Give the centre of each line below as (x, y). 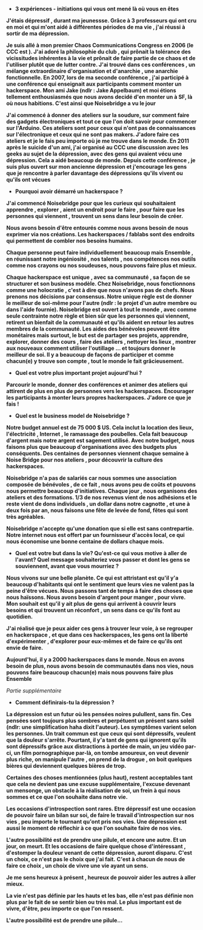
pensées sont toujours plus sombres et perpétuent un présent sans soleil (100, 720)
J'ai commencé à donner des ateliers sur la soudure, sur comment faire (98, 115)
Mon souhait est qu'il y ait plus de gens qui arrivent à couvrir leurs (91, 603)
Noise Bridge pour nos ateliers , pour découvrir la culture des (85, 460)
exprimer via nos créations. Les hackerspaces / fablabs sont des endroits (101, 234)
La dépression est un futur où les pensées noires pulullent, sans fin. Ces (99, 714)
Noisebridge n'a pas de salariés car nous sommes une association (92, 478)
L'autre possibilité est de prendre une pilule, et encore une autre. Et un (96, 840)
